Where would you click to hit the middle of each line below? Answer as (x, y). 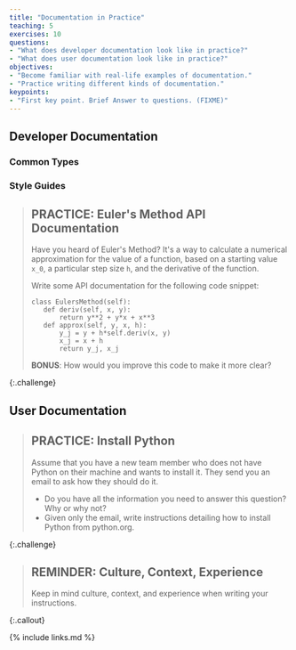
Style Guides (38, 185)
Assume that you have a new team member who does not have (146, 462)
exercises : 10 (36, 34)
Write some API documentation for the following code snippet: (145, 286)
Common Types (44, 161)
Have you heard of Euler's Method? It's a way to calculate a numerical (159, 249)
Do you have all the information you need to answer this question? (165, 499)
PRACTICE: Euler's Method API (118, 214)
